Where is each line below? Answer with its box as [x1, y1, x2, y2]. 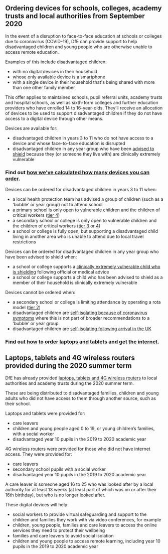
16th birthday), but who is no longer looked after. [5, 492, 106, 498]
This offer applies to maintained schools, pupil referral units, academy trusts [5, 94, 162, 100]
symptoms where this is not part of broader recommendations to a [12, 315, 150, 321]
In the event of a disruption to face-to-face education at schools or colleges [5, 33, 162, 39]
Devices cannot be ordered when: [5, 290, 75, 296]
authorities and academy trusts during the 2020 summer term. [5, 380, 134, 386]
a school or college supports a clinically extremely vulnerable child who [12, 263, 160, 270]
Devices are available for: [5, 125, 58, 131]
